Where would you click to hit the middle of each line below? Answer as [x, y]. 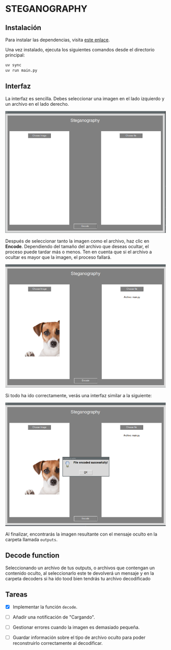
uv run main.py [21, 70]
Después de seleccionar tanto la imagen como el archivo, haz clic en [77, 241]
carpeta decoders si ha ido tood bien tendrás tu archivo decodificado [78, 578]
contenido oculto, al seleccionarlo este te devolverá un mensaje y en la [80, 573]
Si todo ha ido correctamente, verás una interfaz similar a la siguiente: [79, 395]
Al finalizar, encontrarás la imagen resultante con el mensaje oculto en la [81, 534]
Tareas [17, 595]
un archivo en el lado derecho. [37, 104]
